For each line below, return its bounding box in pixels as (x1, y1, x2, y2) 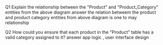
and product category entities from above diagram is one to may (5, 15, 137, 20)
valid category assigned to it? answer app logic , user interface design (5, 34, 149, 40)
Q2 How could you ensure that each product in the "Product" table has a (5, 29, 154, 35)
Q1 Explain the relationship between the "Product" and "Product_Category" (5, 4, 159, 10)
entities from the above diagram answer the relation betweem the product (5, 9, 157, 15)
